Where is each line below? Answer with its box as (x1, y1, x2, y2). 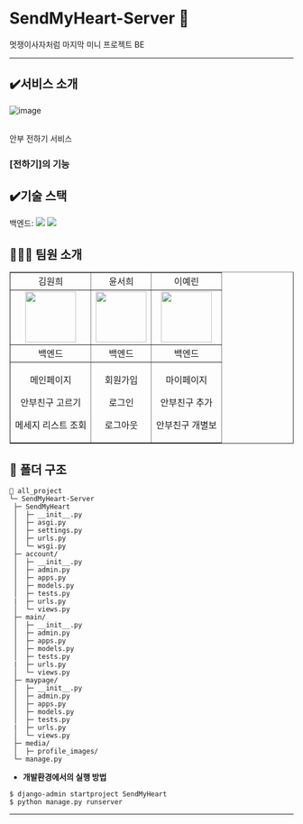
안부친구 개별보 (156, 419, 217, 432)
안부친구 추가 (160, 397, 214, 409)
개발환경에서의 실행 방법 (22, 772, 107, 783)
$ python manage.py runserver (9, 798, 124, 807)
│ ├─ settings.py (13, 526, 83, 536)
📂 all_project (9, 487, 63, 496)
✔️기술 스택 (9, 188, 68, 204)
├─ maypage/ (13, 676, 59, 685)
